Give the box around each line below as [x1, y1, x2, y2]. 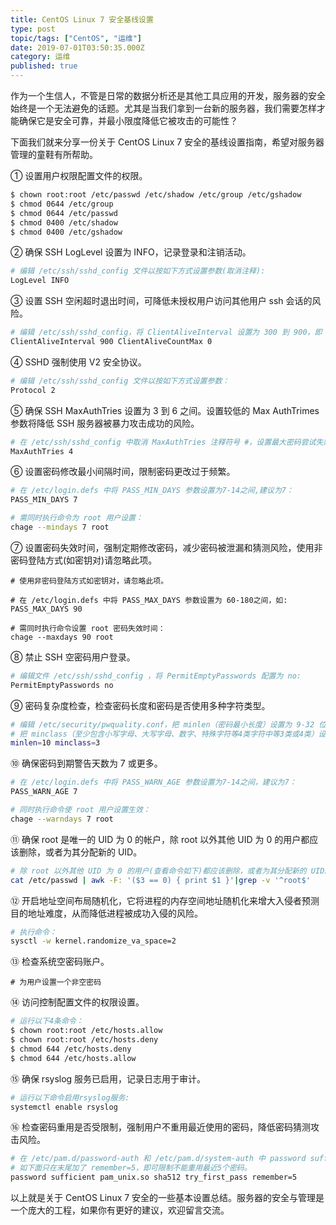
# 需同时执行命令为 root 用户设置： [10, 513, 143, 523]
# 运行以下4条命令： [10, 1016, 84, 1026]
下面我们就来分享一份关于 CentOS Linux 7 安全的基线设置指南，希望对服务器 [10, 136, 325, 148]
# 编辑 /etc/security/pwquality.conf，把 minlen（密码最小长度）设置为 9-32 [10, 719, 315, 730]
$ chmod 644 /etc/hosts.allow [10, 1053, 137, 1063]
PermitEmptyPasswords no [10, 680, 114, 690]
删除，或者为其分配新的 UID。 [18, 846, 143, 858]
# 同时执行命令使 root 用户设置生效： [10, 805, 151, 815]
